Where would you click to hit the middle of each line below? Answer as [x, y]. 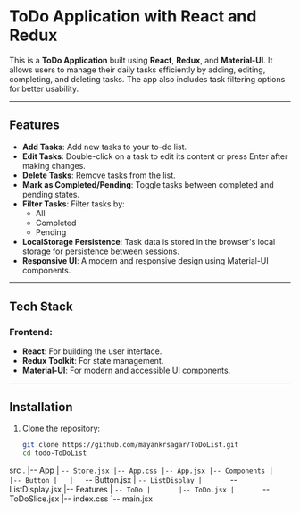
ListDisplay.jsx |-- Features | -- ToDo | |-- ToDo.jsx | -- [140, 489]
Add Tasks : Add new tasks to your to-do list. [104, 147]
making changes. [54, 165]
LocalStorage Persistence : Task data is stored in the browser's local [149, 241]
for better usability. [44, 88]
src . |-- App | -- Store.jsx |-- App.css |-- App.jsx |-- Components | [142, 470]
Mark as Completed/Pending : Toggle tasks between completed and [148, 184]
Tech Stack [41, 307]
